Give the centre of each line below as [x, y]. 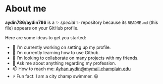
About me [26, 9]
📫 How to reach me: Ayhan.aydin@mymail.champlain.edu [72, 69]
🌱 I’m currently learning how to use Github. [56, 52]
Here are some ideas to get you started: [46, 37]
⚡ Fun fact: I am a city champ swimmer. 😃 [55, 76]
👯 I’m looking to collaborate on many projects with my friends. [75, 58]
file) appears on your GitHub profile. [42, 28]
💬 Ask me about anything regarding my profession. [64, 63]
